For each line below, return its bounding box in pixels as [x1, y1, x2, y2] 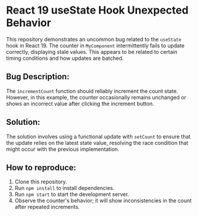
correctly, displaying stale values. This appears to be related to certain [6, 48, 178, 55]
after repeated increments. [14, 204, 80, 211]
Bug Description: [6, 72, 70, 82]
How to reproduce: [6, 162, 77, 172]
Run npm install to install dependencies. [14, 185, 115, 192]
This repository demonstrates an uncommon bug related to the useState [6, 36, 181, 43]
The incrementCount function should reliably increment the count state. [6, 87, 178, 95]
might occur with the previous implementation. [6, 146, 119, 153]
